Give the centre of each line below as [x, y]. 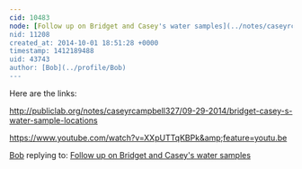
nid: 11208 [30, 34]
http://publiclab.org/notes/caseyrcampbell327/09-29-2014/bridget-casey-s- [151, 111]
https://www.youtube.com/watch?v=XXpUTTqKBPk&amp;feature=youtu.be [148, 138]
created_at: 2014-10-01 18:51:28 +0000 [84, 43]
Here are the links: [43, 93]
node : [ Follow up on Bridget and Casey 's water [100, 26]
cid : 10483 [30, 18]
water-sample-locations [53, 120]
